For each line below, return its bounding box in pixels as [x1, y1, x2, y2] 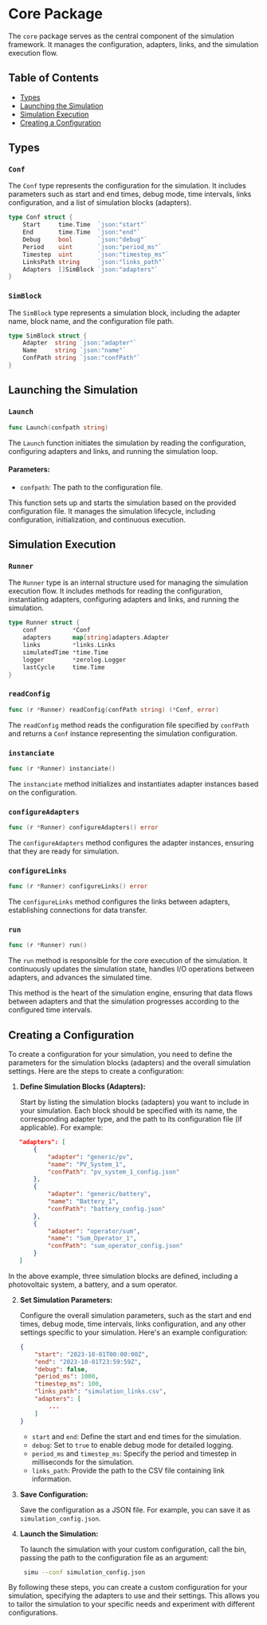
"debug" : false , [34, 1365, 88, 1373]
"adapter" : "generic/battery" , [47, 1190, 151, 1198]
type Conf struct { [8, 213, 73, 222]
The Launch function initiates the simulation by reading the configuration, [8, 438, 246, 448]
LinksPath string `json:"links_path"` [22, 258, 166, 266]
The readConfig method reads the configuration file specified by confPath [8, 720, 249, 730]
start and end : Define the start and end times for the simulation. [31, 1431, 241, 1441]
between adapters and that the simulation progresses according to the [8, 996, 240, 1006]
